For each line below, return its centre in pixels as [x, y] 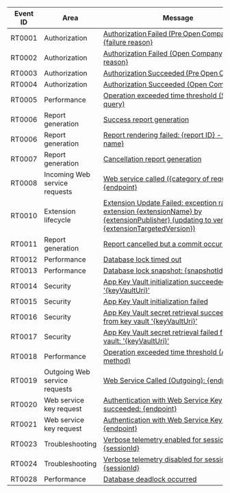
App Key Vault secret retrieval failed [161, 332]
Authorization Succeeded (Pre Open [161, 73]
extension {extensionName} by [153, 211]
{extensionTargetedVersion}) [149, 228]
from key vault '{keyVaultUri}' [150, 321]
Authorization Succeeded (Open [155, 84]
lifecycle [57, 220]
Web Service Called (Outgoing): [154, 380]
